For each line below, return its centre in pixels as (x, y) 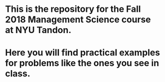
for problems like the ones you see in (82, 63)
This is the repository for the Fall (73, 9)
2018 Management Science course (78, 20)
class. (18, 74)
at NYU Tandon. (38, 30)
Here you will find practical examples (83, 53)
